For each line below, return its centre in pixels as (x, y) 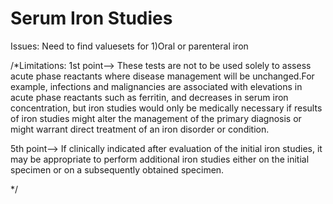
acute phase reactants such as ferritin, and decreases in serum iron (149, 97)
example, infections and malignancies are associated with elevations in (156, 86)
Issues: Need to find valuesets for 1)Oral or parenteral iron (129, 46)
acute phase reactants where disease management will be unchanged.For (162, 76)
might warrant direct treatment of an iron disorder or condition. (140, 129)
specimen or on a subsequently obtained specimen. (117, 169)
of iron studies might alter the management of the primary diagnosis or (156, 118)
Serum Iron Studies (91, 18)
